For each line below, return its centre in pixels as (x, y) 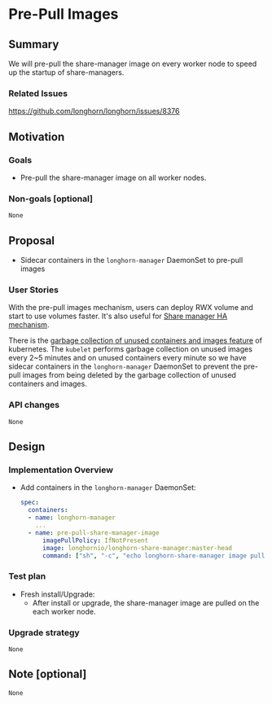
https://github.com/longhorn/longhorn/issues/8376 (94, 112)
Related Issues (38, 93)
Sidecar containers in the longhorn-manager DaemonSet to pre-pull (132, 260)
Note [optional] (48, 674)
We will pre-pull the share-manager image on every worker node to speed (133, 63)
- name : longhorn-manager (72, 518)
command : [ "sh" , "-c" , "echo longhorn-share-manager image (144, 555)
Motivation (37, 136)
